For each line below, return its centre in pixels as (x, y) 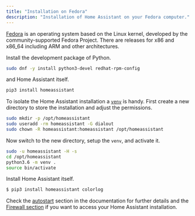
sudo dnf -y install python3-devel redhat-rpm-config (73, 68)
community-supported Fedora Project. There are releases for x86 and (90, 40)
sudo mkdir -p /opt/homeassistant (48, 119)
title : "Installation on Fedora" (47, 11)
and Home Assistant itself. (37, 79)
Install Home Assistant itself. (40, 179)
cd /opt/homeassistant (34, 157)
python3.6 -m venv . (31, 162)
